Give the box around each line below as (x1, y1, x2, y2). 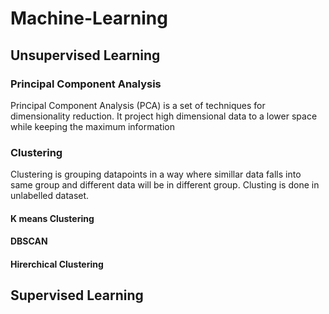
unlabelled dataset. (10, 190, 90, 202)
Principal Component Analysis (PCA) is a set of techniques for (10, 99, 266, 111)
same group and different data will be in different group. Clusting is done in (10, 179, 320, 191)
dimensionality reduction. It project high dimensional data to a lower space (10, 110, 318, 122)
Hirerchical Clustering (10, 258, 104, 270)
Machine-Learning (10, 7, 168, 30)
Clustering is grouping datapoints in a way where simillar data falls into (10, 168, 302, 181)
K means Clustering (10, 212, 95, 224)
